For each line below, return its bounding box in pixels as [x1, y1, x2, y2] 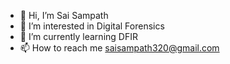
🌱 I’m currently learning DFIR [19, 31, 138, 42]
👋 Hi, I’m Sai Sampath [19, 10, 109, 21]
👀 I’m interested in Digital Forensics [19, 20, 165, 32]
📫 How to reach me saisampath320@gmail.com [19, 42, 220, 54]
